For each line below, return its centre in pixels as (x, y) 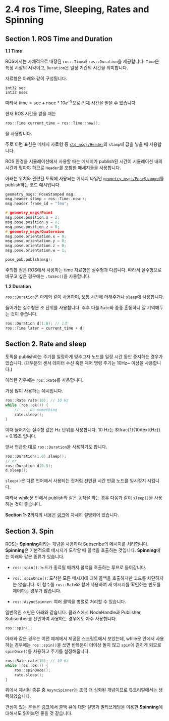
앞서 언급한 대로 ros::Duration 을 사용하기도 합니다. (56, 447)
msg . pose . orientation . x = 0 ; (36, 236)
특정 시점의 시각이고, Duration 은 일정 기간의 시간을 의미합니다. (67, 68)
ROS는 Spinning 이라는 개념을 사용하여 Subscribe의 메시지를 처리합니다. (77, 544)
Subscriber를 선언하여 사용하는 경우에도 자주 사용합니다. (61, 619)
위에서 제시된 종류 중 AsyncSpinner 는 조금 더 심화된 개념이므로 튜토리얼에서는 (81, 690)
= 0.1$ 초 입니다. (21, 436)
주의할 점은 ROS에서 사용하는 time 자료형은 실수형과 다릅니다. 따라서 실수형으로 (83, 270)
